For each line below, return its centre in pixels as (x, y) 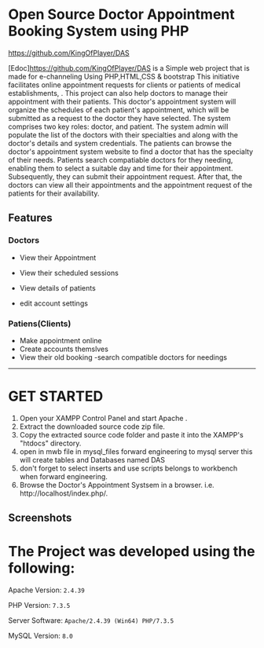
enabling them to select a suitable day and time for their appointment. (121, 168)
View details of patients (57, 287)
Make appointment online (60, 340)
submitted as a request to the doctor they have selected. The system (119, 118)
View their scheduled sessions (69, 273)
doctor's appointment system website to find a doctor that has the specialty (131, 152)
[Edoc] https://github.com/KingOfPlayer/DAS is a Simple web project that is (129, 68)
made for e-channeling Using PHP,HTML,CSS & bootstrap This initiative (124, 76)
